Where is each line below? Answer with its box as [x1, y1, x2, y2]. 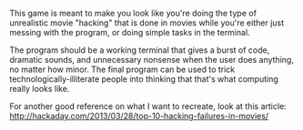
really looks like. [9, 84, 70, 94]
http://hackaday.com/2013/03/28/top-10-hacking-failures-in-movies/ [9, 111, 269, 121]
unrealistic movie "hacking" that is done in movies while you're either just [9, 17, 285, 28]
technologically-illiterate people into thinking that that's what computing [9, 74, 279, 85]
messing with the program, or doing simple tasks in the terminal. [9, 27, 250, 37]
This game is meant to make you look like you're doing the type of [9, 8, 258, 18]
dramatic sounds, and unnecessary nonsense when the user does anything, [9, 55, 294, 65]
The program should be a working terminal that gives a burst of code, [9, 45, 270, 55]
